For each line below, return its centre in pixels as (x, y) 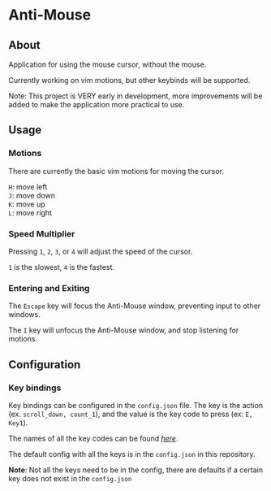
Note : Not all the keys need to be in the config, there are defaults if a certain (136, 470)
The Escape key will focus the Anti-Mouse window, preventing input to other (135, 306)
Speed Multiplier (42, 233)
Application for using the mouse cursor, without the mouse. (108, 64)
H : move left (28, 187)
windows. (24, 315)
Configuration (45, 365)
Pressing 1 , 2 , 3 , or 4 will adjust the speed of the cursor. (101, 251)
